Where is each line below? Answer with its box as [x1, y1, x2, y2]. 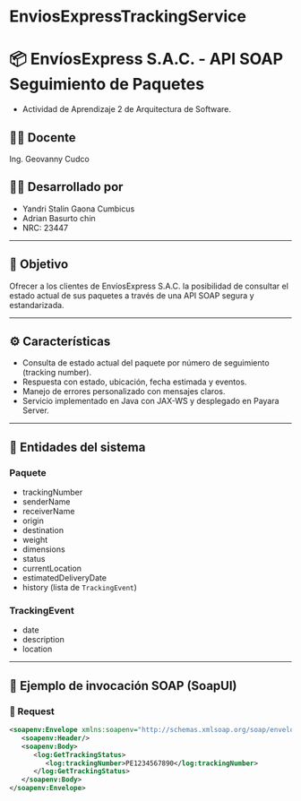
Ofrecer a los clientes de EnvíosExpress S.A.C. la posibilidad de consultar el [9, 280, 289, 291]
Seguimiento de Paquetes [9, 74, 204, 95]
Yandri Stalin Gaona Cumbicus [21, 203, 135, 214]
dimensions [21, 544, 65, 555]
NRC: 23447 [21, 222, 69, 233]
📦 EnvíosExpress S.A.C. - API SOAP [9, 49, 284, 69]
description [21, 634, 64, 645]
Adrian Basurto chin [21, 212, 96, 223]
